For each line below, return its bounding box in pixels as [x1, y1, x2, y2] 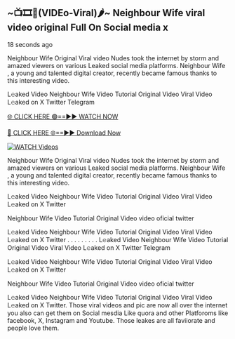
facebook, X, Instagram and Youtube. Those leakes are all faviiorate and [7, 316, 215, 324]
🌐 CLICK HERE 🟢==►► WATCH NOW [7, 112, 119, 121]
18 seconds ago [7, 40, 53, 48]
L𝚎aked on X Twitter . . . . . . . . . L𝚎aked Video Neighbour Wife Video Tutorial [7, 235, 229, 244]
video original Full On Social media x [7, 22, 168, 34]
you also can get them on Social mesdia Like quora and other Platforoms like [7, 309, 229, 317]
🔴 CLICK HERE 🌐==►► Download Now [7, 128, 121, 137]
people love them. [7, 324, 60, 332]
